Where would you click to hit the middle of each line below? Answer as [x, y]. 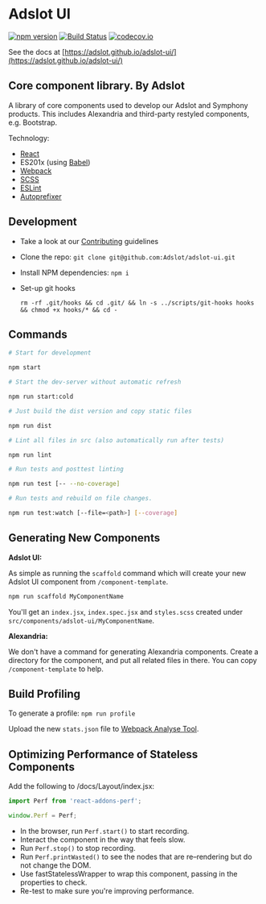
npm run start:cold [41, 396]
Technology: [29, 138]
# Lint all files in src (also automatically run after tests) [117, 440]
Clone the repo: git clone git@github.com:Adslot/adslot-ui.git [127, 257]
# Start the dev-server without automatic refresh [95, 382]
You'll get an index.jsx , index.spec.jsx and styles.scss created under [126, 612]
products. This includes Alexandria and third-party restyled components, [129, 114]
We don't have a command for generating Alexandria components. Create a [133, 651]
